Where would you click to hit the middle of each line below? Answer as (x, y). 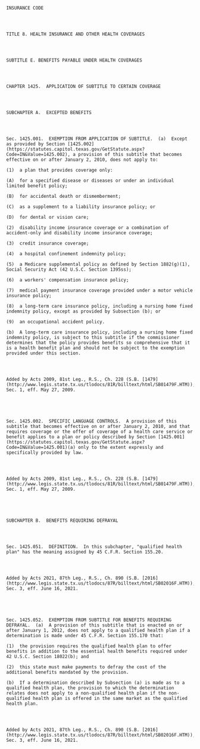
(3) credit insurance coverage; (48, 243)
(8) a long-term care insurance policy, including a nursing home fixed (100, 306)
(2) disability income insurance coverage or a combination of (87, 228)
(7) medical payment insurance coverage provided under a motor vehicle (100, 291)
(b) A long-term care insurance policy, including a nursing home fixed (100, 332)
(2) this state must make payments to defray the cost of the (86, 667)
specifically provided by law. (45, 453)
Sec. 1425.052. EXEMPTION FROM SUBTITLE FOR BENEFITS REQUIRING (89, 620)
